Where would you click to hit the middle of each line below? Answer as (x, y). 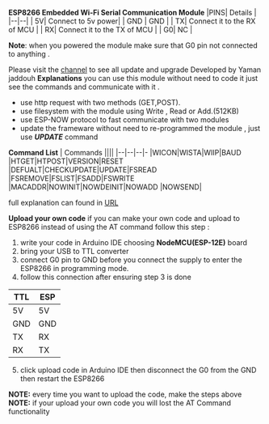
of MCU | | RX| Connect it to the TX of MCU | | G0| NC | (101, 30)
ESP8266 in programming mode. (74, 268)
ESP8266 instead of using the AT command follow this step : (109, 227)
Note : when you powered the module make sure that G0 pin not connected (133, 45)
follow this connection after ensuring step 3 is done (105, 277)
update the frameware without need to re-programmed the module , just (140, 128)
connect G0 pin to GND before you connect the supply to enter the (131, 260)
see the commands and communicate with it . (84, 87)
